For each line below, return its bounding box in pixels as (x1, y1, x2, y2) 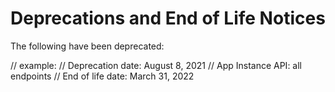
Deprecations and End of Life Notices (10, 7, 326, 30)
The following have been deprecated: (10, 40, 165, 52)
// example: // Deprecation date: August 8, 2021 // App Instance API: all (10, 59, 302, 71)
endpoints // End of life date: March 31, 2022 (10, 70, 195, 82)
